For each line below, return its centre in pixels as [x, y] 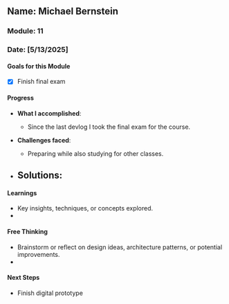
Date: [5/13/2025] [38, 50]
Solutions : [40, 176]
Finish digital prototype [50, 293]
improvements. [38, 254]
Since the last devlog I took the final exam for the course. [109, 127]
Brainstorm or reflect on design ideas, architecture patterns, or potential [120, 247]
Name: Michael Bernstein [63, 11]
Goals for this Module [39, 66]
